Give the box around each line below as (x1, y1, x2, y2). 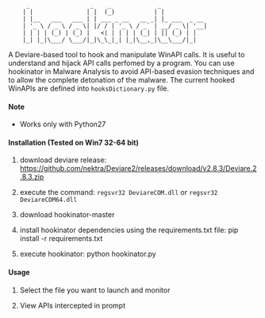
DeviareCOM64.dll (19, 196, 78, 204)
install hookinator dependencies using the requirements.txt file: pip (19, 225, 239, 235)
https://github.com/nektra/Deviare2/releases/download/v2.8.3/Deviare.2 (19, 164, 257, 173)
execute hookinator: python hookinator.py (19, 249, 156, 259)
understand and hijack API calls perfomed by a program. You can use (8, 58, 236, 68)
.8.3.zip (19, 173, 44, 182)
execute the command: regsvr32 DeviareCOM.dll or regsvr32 (19, 188, 218, 197)
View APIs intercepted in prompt (19, 301, 126, 310)
